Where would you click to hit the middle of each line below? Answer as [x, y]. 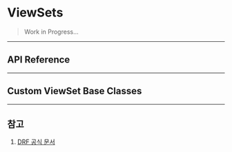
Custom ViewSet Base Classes [75, 91]
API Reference [39, 60]
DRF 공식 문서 [36, 142]
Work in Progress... [51, 32]
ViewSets [35, 13]
